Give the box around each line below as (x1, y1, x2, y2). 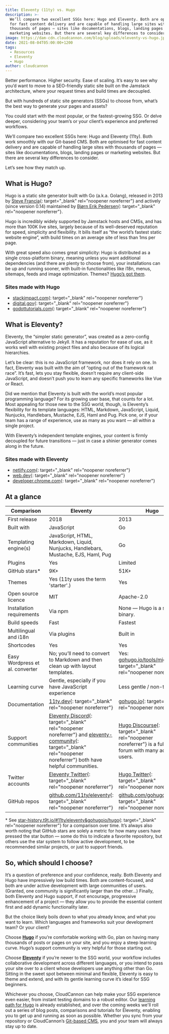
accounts (8, 780, 30, 787)
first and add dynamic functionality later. (5, 904, 89, 910)
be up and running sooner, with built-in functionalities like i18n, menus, (5, 265, 152, 271)
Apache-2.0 (118, 593, 148, 600)
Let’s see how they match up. (5, 165, 66, 171)
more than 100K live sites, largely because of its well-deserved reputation (5, 224, 157, 230)
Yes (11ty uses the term (49, 576, 106, 583)
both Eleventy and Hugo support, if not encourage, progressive (5, 893, 137, 899)
